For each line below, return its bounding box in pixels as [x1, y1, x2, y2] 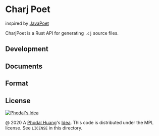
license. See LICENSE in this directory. [5, 125, 82, 131]
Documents [5, 62, 43, 70]
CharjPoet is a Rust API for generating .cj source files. [5, 30, 119, 36]
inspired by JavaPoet [5, 20, 49, 26]
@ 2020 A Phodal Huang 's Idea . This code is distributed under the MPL [5, 119, 154, 125]
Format [5, 79, 29, 88]
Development [5, 44, 49, 54]
